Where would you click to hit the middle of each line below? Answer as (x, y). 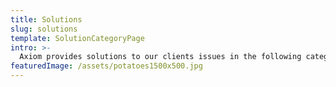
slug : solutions (44, 29)
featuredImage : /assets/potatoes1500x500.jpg (106, 66)
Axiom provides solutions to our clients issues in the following (160, 57)
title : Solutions (46, 19)
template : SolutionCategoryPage (77, 38)
